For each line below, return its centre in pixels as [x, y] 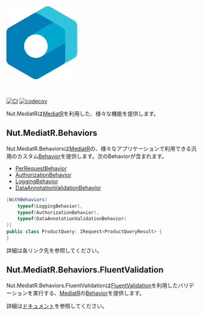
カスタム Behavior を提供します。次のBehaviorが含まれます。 [92, 156]
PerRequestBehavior [41, 168]
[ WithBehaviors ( [27, 199]
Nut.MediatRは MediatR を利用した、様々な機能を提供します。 [83, 114]
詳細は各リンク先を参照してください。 [54, 250]
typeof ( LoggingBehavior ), [50, 206]
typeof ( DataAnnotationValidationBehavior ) [72, 219]
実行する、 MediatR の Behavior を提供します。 [89, 293]
